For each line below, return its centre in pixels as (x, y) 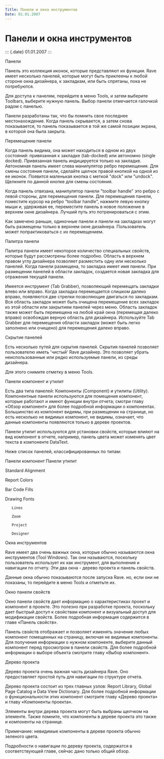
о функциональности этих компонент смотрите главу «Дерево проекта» (81, 697)
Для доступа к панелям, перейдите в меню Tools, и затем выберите (77, 96)
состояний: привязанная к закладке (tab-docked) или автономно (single (80, 156)
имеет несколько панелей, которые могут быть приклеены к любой (76, 76)
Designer (20, 534)
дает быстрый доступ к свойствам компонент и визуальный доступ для (80, 612)
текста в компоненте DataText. (37, 442)
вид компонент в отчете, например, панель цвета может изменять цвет (81, 437)
